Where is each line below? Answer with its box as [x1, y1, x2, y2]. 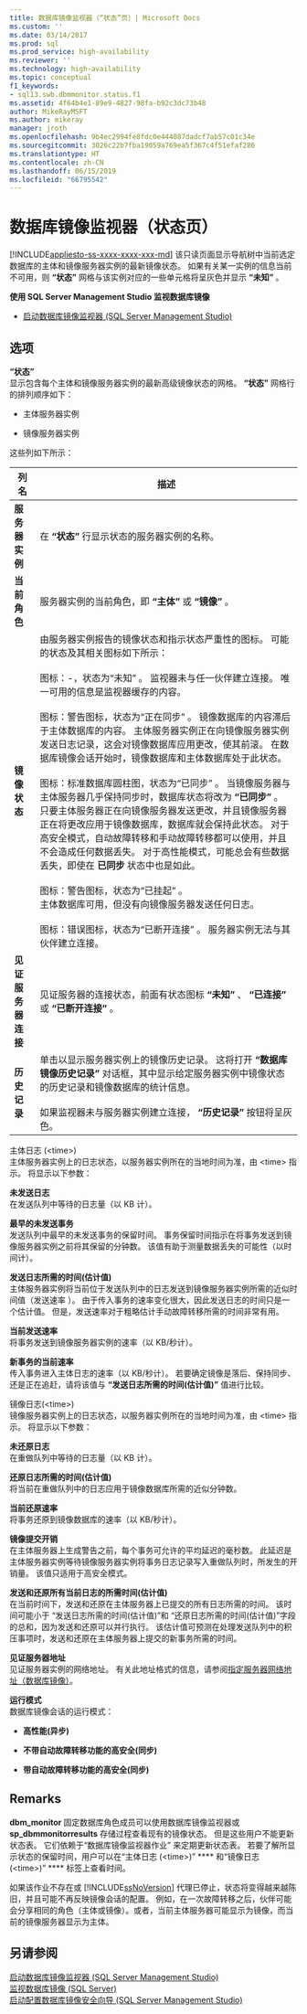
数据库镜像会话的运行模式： [9, 1706, 114, 1717]
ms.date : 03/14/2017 [9, 30, 89, 39]
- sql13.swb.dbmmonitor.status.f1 [9, 90, 142, 99]
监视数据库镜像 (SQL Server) [9, 1983, 117, 1994]
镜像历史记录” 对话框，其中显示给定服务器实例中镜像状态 [39, 1067, 285, 1080]
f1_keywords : [9, 81, 59, 91]
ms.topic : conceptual [9, 73, 92, 82]
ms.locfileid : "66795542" [9, 175, 108, 184]
